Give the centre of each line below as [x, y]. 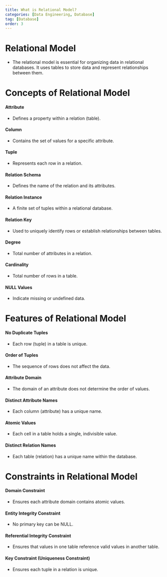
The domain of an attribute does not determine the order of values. [81, 389]
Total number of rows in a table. [45, 276]
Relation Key [18, 220]
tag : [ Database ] [22, 19]
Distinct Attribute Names [31, 400]
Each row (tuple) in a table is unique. [50, 344]
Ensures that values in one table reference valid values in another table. [86, 547]
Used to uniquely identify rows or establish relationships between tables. [87, 231]
